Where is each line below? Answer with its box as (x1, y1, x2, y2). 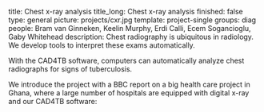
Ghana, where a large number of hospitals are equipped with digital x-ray (8, 88, 250, 98)
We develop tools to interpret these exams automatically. (8, 41, 196, 50)
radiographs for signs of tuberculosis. (8, 64, 133, 74)
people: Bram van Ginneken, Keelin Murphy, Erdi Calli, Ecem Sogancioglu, (8, 24, 251, 33)
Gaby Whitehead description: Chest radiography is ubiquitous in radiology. (8, 32, 254, 41)
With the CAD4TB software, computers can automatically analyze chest (8, 56, 245, 65)
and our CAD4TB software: (8, 97, 98, 106)
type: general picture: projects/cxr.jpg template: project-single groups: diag (8, 15, 257, 25)
